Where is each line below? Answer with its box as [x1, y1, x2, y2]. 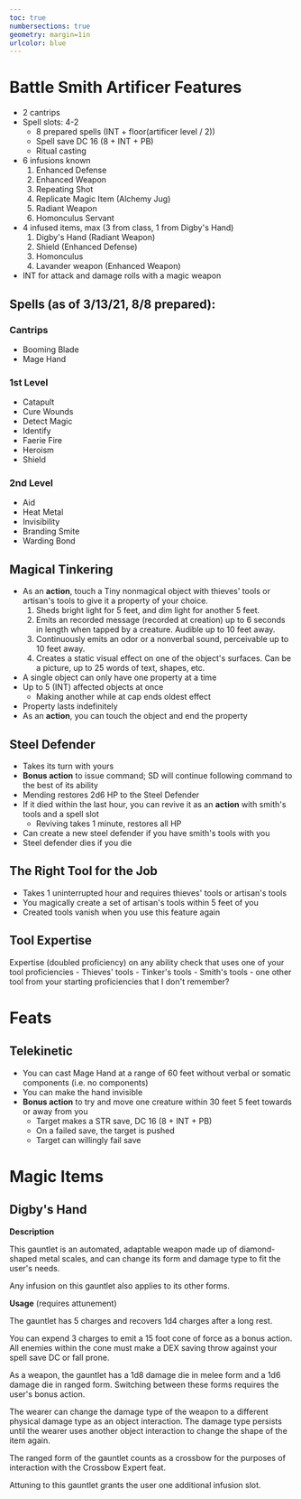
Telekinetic [9, 1044, 74, 1059]
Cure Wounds [22, 406, 74, 417]
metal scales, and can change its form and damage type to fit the [39, 1252, 281, 1264]
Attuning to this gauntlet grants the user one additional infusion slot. [9, 1479, 261, 1490]
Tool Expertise [9, 933, 93, 948]
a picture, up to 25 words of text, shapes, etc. [35, 663, 205, 674]
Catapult [22, 396, 55, 407]
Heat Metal [22, 507, 64, 517]
